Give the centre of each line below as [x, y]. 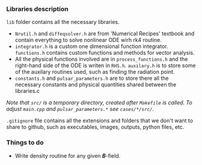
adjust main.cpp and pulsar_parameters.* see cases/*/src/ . [80, 109]
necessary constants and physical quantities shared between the [96, 85]
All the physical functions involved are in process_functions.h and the [101, 59]
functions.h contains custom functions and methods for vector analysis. [105, 53]
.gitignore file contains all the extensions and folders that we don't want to [100, 121]
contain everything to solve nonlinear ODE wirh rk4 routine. [88, 40]
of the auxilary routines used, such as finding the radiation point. [95, 72]
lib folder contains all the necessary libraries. [63, 22]
